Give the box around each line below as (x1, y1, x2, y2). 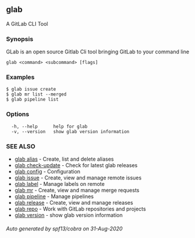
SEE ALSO (6, 142, 36, 150)
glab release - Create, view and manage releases (14, 199, 134, 206)
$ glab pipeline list (6, 97, 59, 103)
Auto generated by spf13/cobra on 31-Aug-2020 (6, 225, 123, 232)
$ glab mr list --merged (6, 91, 67, 97)
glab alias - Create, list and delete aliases (14, 155, 114, 162)
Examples (6, 73, 35, 81)
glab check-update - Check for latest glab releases (14, 162, 138, 169)
